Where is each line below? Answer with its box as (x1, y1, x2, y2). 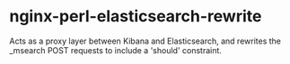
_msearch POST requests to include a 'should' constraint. (9, 44, 223, 55)
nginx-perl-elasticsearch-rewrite (9, 6, 262, 27)
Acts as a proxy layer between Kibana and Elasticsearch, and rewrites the (9, 36, 281, 46)
